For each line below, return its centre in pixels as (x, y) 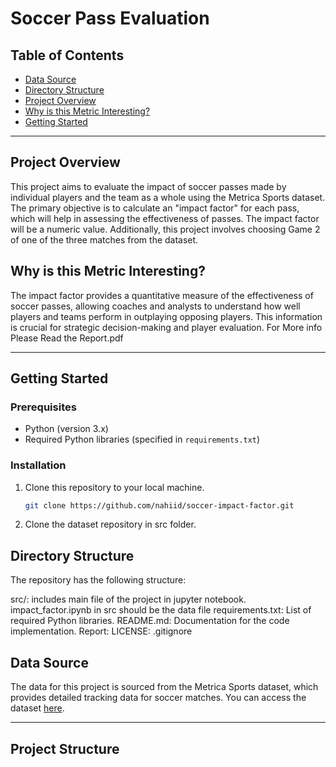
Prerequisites (43, 407)
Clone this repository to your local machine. (114, 487)
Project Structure (65, 748)
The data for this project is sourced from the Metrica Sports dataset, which (164, 687)
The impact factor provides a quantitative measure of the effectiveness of (162, 295)
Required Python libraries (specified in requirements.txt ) (142, 439)
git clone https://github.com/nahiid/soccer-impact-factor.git (159, 505)
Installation (38, 465)
